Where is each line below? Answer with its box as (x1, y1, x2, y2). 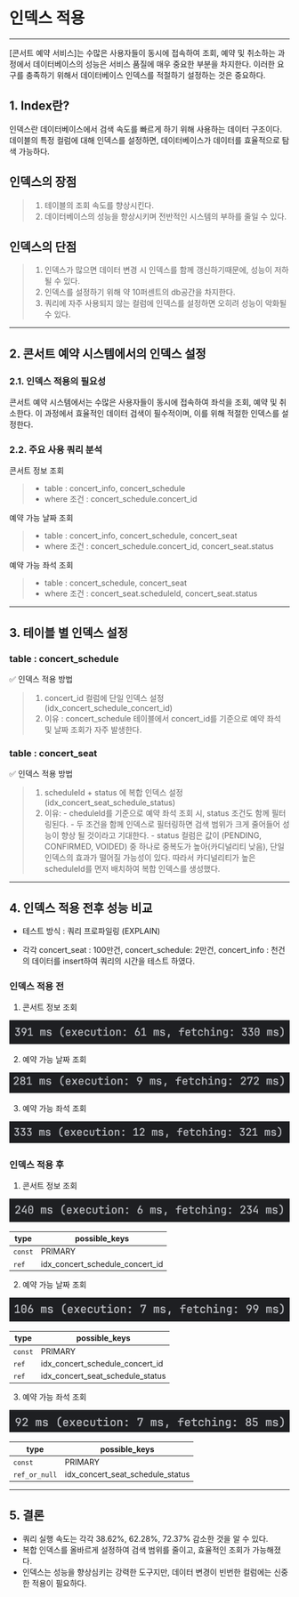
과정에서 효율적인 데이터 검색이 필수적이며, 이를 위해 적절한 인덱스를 (44, 408, 280, 419)
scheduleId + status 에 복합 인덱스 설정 (44, 787, 184, 798)
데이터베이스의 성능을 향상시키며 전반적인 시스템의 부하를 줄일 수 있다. (44, 211, 287, 222)
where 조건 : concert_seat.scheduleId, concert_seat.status (44, 588, 258, 599)
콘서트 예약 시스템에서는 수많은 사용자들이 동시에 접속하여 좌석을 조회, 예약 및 (9, 397, 278, 407)
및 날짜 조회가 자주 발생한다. (44, 724, 142, 735)
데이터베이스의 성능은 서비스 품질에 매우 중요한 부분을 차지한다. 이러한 (32, 59, 276, 69)
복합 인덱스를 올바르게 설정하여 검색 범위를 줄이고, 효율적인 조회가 (21, 1545, 251, 1555)
